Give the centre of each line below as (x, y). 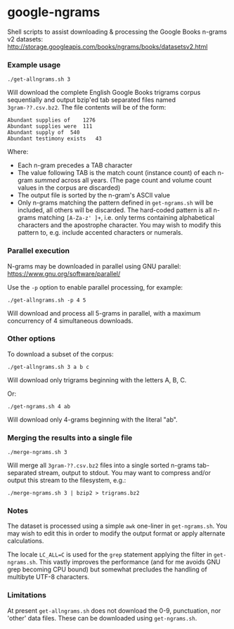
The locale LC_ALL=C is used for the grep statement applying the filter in (110, 555)
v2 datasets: (25, 39)
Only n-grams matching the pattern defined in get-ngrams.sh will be (115, 203)
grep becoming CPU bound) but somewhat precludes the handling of (107, 569)
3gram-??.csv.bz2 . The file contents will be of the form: (87, 108)
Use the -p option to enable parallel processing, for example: (95, 287)
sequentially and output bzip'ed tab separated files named (92, 100)
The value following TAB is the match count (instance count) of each (117, 173)
